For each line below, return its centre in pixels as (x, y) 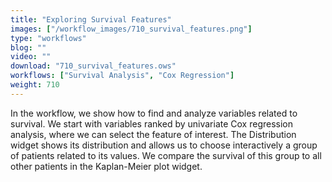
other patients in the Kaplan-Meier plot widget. (106, 166)
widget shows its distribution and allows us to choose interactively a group (164, 145)
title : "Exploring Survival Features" (91, 19)
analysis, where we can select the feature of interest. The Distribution (153, 134)
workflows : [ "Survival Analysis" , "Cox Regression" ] (122, 76)
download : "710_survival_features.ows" (93, 66)
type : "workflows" (48, 38)
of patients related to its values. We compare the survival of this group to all (166, 155)
